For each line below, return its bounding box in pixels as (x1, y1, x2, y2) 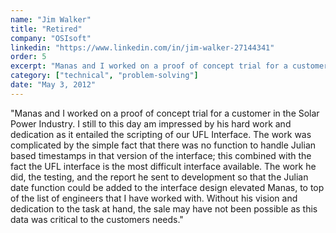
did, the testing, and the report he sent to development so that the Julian (10, 171, 309, 183)
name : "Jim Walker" (10, 14, 92, 25)
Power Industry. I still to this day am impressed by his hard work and (10, 117, 292, 130)
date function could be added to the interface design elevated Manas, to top (10, 181, 325, 193)
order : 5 (10, 52, 47, 62)
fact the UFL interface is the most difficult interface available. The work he (10, 160, 317, 172)
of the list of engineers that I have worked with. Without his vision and (10, 192, 298, 204)
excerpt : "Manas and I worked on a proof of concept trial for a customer (10, 61, 329, 71)
